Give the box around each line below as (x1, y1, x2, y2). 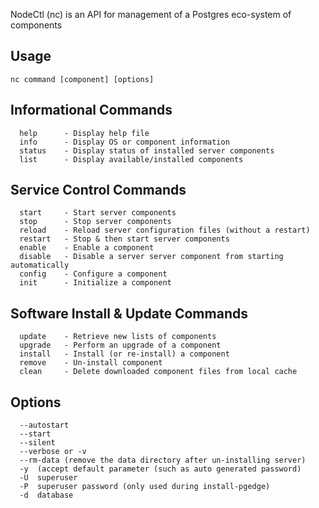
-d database (19, 490, 74, 501)
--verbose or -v (19, 447, 87, 457)
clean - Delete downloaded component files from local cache (19, 367, 298, 377)
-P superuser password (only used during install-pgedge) (19, 482, 271, 492)
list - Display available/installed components (19, 154, 244, 164)
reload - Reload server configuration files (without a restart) (19, 225, 311, 236)
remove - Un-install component (19, 358, 163, 368)
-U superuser (19, 473, 78, 483)
